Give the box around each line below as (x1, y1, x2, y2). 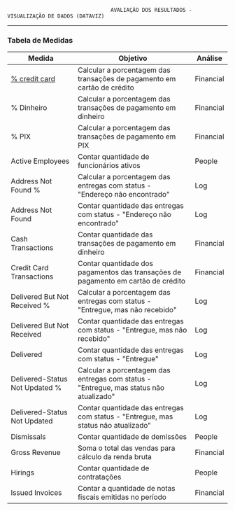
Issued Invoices (10, 488, 62, 498)
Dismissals (10, 432, 46, 442)
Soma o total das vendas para (78, 443, 176, 453)
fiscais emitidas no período (78, 492, 166, 502)
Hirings (10, 468, 35, 477)
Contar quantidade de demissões (78, 432, 187, 442)
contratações (78, 472, 122, 482)
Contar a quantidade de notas (78, 484, 176, 493)
